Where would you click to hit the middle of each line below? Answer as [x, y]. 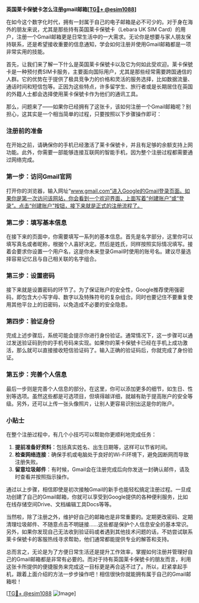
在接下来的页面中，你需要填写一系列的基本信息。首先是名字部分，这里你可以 [99, 236]
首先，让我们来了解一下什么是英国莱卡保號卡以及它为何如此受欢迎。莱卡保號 [99, 64]
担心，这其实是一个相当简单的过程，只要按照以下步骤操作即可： [84, 114]
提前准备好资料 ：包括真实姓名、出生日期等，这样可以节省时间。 [92, 447]
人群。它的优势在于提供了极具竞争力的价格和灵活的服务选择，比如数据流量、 [99, 79]
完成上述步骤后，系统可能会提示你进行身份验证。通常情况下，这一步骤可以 [97, 336]
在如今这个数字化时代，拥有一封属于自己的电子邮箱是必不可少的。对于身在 [97, 22]
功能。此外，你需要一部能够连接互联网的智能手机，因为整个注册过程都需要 [97, 152]
